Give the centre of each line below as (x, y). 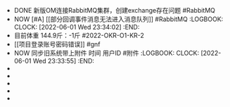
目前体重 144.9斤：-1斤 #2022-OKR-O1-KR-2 (79, 35)
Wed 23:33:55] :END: (64, 61)
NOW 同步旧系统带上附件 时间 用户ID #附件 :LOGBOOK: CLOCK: (107, 53)
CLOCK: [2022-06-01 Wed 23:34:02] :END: (77, 27)
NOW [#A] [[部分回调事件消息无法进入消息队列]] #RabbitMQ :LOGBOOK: (119, 19)
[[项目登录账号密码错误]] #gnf (57, 44)
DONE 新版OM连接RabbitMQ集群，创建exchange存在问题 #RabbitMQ (115, 10)
